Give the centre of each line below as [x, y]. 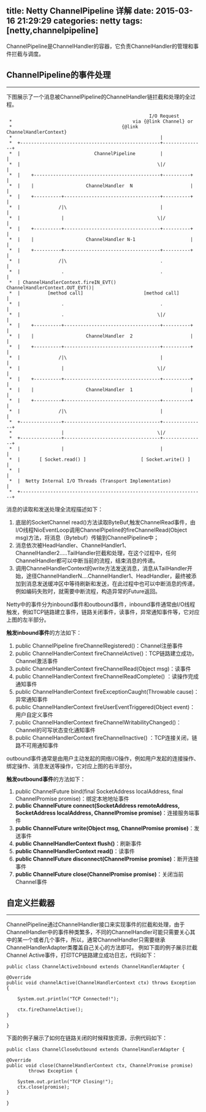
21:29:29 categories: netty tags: [80, 21]
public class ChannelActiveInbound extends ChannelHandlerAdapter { [96, 967]
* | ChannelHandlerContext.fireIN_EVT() [63, 282]
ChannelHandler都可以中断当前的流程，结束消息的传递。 [87, 561]
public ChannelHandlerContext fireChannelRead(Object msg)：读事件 [103, 669]
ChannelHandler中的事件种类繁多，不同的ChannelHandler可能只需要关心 [98, 932]
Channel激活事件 [36, 661]
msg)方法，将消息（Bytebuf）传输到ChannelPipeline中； [87, 537]
